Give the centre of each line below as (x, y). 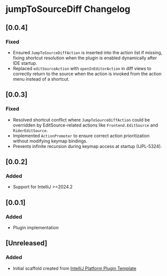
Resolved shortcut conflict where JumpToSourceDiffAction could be (81, 120)
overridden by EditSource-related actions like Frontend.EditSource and (85, 125)
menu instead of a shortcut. (41, 79)
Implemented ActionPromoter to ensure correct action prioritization (81, 136)
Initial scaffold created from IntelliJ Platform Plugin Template (75, 268)
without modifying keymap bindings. (50, 141)
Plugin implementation (36, 227)
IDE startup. (25, 63)
